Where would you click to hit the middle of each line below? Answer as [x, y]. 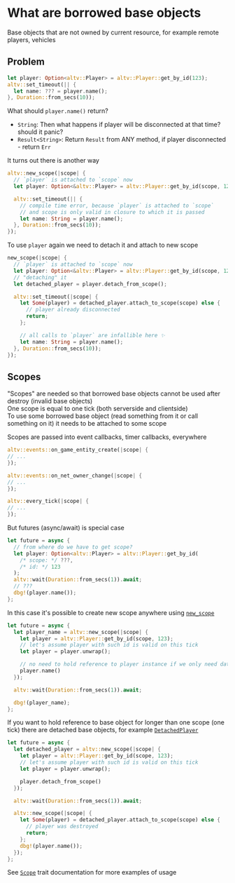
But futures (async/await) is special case [66, 528]
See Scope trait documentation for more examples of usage [92, 872]
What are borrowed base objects [104, 13]
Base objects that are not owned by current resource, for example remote [113, 32]
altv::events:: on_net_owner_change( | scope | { [74, 476]
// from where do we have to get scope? [73, 547]
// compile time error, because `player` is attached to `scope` [117, 205]
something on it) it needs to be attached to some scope [87, 424]
